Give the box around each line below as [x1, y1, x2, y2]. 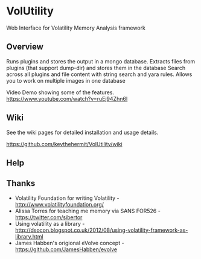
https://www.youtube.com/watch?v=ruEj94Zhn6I [6, 95, 128, 102]
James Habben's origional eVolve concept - [14, 239, 125, 246]
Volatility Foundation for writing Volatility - [14, 194, 120, 202]
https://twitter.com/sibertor [14, 213, 83, 221]
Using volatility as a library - [14, 220, 85, 227]
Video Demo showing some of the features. [6, 89, 115, 96]
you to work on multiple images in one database [6, 77, 126, 84]
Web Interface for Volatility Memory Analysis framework [6, 24, 146, 31]
